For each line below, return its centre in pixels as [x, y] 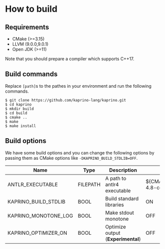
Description [123, 170]
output [113, 233]
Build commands [31, 74]
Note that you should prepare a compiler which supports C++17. [70, 59]
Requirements [27, 27]
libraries [115, 204]
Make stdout [120, 213]
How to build [31, 9]
